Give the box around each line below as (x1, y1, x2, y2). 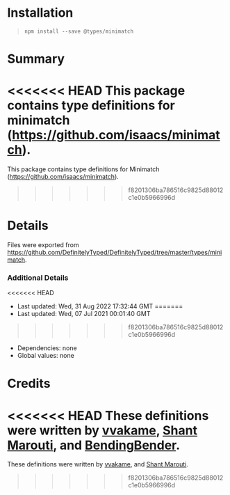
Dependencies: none (17, 344, 78, 352)
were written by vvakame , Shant (7, 423, 198, 438)
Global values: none (17, 352, 74, 360)
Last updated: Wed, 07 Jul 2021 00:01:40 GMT (17, 310, 151, 318)
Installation (7, 5, 74, 21)
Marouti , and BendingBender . (7, 437, 181, 453)
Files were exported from (7, 241, 79, 249)
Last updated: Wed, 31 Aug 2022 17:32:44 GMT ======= (17, 302, 183, 311)
